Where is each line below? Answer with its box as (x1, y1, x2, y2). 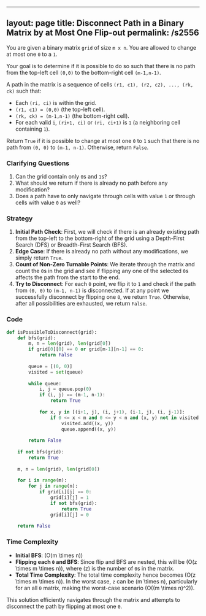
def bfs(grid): (17, 335, 56, 341)
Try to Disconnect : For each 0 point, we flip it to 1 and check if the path (15, 280, 196, 288)
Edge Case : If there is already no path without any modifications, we (15, 248, 189, 255)
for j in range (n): (28, 483, 78, 490)
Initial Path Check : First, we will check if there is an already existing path (15, 228, 199, 236)
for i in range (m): (17, 477, 67, 483)
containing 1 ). (15, 125, 50, 133)
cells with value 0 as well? (15, 199, 81, 206)
